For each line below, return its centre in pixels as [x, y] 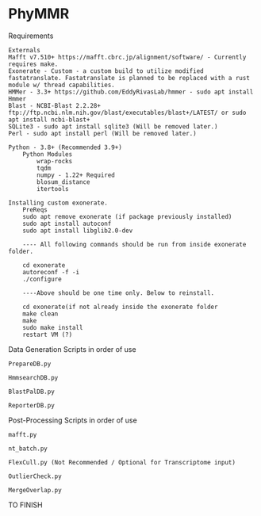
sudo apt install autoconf [67, 224]
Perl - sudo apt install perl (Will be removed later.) [102, 133]
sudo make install [53, 327]
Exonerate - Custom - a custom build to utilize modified [106, 71]
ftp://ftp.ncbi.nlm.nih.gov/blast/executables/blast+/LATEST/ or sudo [127, 113]
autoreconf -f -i [51, 272]
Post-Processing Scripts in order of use [73, 420]
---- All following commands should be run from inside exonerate [134, 244]
